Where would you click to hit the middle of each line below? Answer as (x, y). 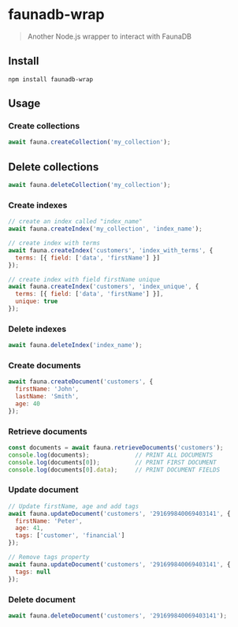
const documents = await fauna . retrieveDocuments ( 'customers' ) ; (116, 448)
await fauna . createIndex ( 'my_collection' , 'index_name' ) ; (105, 229)
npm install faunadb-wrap (50, 79)
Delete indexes (37, 329)
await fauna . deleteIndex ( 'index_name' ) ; (76, 345)
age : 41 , (30, 528)
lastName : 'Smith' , (47, 397)
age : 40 (28, 404)
